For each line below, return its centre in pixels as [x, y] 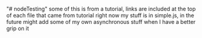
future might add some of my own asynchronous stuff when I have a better [101, 22]
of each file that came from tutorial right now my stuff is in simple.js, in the [100, 15]
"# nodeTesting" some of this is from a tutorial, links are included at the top [101, 9]
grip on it [18, 28]
